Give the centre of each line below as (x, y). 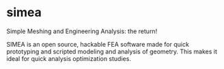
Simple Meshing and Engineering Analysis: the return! (82, 31)
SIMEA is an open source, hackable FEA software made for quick (98, 44)
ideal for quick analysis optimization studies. (69, 58)
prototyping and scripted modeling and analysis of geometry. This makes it (112, 51)
